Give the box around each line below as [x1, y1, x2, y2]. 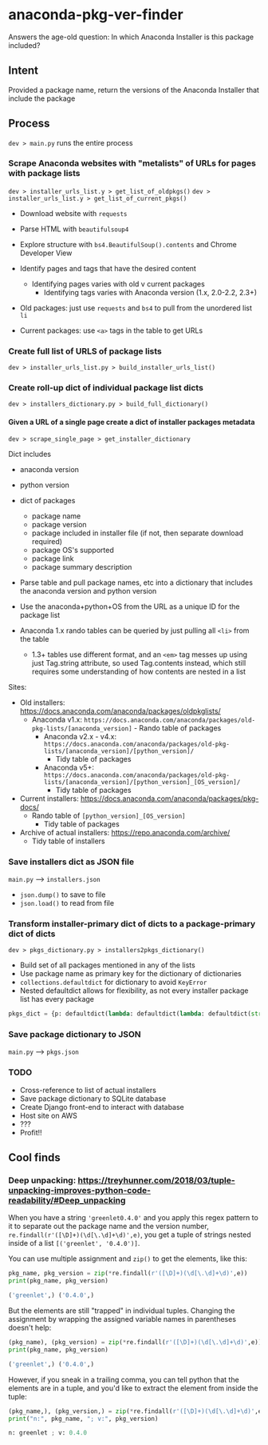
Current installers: [19, 794, 79, 803]
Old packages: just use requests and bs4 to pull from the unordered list [19, 302, 253, 313]
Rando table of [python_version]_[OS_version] [31, 811, 186, 820]
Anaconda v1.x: [31, 714, 82, 724]
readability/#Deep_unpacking [8, 1195, 126, 1206]
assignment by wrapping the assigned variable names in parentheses [8, 1315, 237, 1324]
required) [31, 536, 62, 546]
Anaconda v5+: [43, 763, 94, 772]
